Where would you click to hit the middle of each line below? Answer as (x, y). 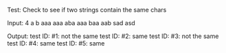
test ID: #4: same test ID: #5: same (56, 43)
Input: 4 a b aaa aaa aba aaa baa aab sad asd (71, 23)
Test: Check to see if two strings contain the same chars (87, 10)
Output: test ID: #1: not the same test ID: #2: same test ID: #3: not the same (113, 36)
